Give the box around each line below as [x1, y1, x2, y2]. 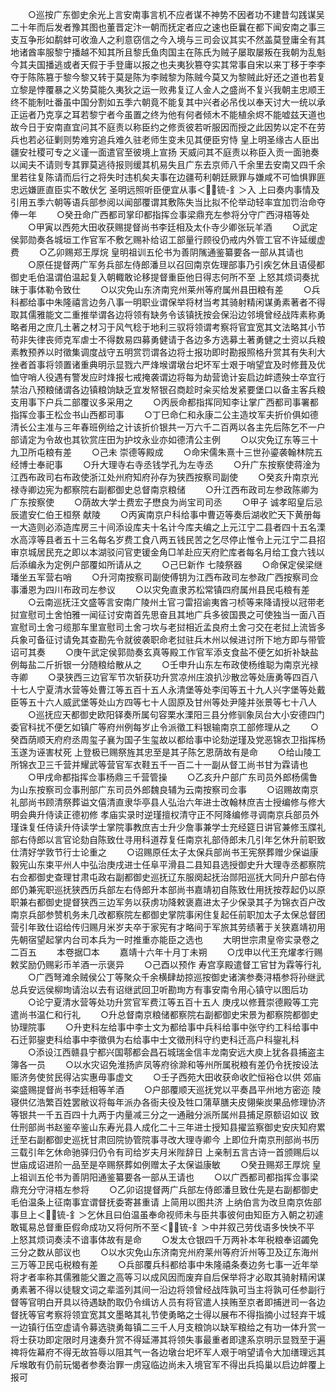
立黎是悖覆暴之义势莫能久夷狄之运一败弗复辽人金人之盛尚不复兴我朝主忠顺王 [10, 84, 326, 95]
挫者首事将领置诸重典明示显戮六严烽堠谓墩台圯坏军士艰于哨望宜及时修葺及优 [10, 359, 326, 370]
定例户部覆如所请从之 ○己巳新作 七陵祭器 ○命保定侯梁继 [53, 559, 323, 570]
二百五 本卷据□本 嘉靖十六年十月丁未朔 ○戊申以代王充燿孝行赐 [10, 946, 323, 958]
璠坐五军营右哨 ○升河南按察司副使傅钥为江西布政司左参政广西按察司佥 [10, 571, 319, 583]
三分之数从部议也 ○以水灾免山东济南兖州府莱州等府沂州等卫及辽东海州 [10, 1246, 319, 1258]
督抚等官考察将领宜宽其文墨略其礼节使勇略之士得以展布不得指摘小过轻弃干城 [10, 1309, 326, 1320]
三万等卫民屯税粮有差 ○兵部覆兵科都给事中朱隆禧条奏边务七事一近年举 [10, 1259, 319, 1270]
